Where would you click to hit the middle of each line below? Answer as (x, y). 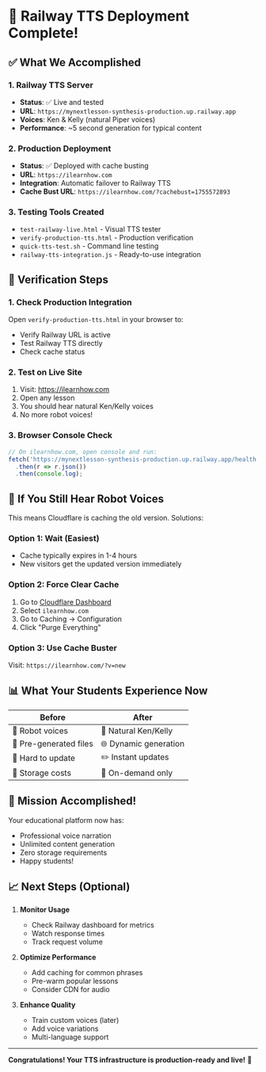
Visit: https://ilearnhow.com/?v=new (67, 665)
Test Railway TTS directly (61, 344)
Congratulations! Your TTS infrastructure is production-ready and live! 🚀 (130, 1060)
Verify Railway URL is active (65, 335)
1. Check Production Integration (70, 302)
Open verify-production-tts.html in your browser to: (96, 320)
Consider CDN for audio (70, 989)
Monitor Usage (44, 910)
